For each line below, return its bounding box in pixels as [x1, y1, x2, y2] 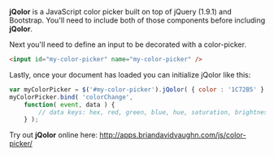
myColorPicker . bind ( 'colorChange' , [9, 93, 133, 101]
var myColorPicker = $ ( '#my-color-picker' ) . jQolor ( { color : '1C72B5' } [9, 85, 265, 94]
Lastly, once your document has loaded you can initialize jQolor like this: [9, 70, 251, 79]
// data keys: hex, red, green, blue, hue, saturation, [38, 108, 232, 116]
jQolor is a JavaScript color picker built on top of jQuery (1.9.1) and [9, 7, 233, 16]
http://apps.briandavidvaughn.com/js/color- [99, 130, 246, 140]
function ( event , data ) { [24, 100, 115, 108]
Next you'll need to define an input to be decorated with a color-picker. [9, 40, 247, 49]
